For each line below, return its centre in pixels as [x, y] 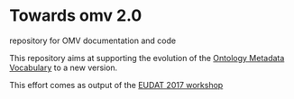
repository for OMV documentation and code [93, 40]
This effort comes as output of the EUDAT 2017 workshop [116, 85]
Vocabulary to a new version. [64, 67]
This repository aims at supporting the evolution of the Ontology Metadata [147, 58]
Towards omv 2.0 [76, 16]
